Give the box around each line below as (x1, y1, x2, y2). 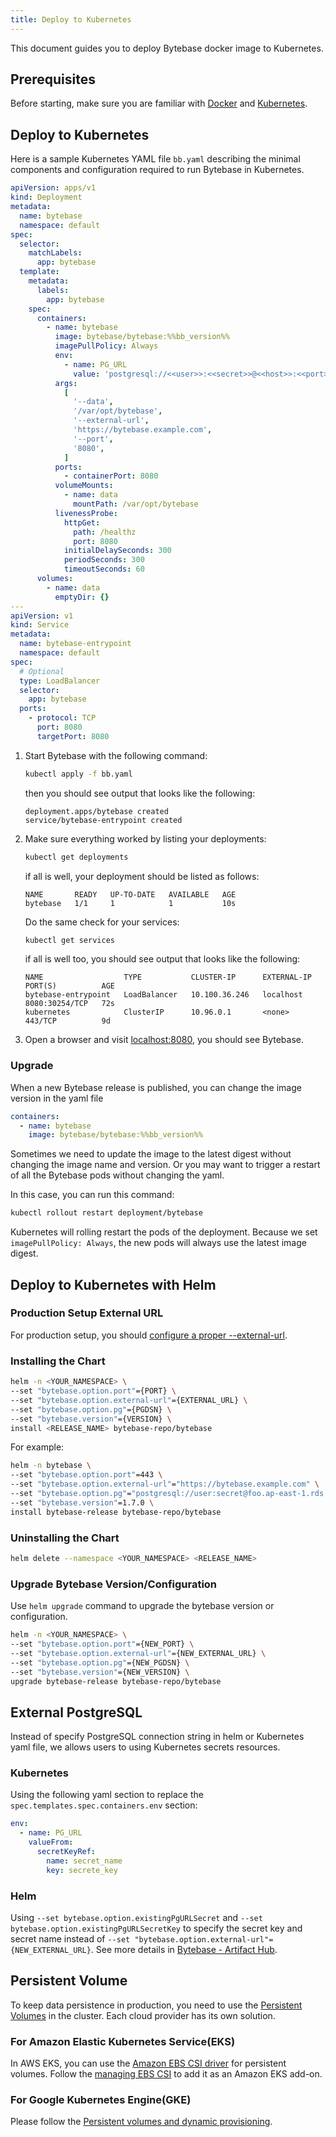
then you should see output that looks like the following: (24, 787, 256, 799)
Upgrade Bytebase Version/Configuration (10, 1577, 218, 1591)
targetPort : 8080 (36, 731, 110, 741)
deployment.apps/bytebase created (24, 806, 169, 816)
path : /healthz (73, 527, 137, 537)
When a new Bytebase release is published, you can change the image (10, 1081, 302, 1093)
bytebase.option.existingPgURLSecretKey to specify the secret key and (10, 1922, 303, 1935)
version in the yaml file (10, 1092, 104, 1104)
